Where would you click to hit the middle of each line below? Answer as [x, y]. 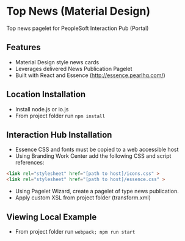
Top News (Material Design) [78, 11]
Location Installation [46, 95]
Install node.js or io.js [42, 109]
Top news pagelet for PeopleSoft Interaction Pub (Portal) [78, 28]
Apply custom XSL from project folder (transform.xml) [83, 198]
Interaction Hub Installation [59, 135]
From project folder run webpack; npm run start [75, 231]
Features [24, 47]
